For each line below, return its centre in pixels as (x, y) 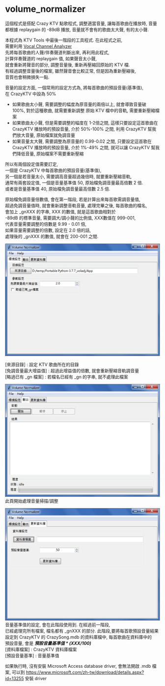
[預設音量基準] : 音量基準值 (32, 656)
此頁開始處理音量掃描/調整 (32, 501)
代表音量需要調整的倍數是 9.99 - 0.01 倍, (46, 224)
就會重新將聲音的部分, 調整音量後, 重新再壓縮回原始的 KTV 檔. (68, 65)
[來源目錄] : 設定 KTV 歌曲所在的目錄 (42, 364)
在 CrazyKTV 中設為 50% (31, 94)
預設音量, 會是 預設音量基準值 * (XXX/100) (48, 644)
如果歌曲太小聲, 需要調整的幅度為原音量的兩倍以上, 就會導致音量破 (79, 104)
